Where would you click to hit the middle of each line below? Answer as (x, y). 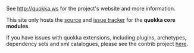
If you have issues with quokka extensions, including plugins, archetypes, (96, 37)
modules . (18, 26)
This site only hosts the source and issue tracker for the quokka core (91, 20)
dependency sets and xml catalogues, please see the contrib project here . (97, 44)
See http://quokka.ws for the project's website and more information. (91, 9)
